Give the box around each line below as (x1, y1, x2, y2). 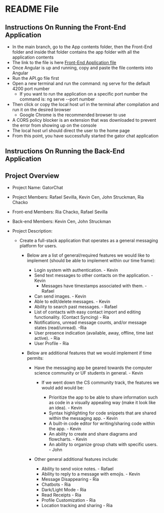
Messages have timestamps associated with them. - (41, 283, 147, 289)
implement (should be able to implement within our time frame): (27, 258, 156, 264)
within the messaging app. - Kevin (49, 415, 118, 421)
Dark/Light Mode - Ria (41, 487, 87, 493)
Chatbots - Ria (41, 481, 71, 487)
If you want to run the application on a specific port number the (19, 91, 148, 97)
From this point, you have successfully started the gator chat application (12, 133, 159, 138)
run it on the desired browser (12, 107, 71, 112)
